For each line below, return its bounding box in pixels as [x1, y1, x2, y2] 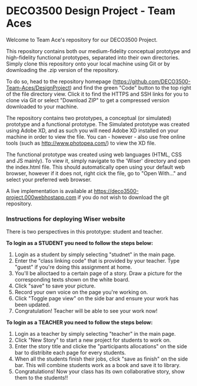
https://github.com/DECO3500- [114, 78, 191, 85]
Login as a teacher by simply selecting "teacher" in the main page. [14, 331, 176, 338]
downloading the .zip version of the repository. [6, 66, 119, 73]
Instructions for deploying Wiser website [6, 214, 125, 223]
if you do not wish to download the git [77, 194, 169, 201]
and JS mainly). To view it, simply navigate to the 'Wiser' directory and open [6, 157, 191, 164]
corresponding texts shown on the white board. [14, 276, 130, 283]
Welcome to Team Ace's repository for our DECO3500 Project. [6, 36, 158, 43]
